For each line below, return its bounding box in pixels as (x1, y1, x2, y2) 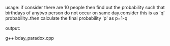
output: (5, 25, 20, 31)
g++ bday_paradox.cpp (5, 35, 54, 41)
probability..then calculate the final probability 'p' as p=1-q (5, 15, 128, 21)
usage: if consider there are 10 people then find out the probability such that (5, 5, 165, 10)
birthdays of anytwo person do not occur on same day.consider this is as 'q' (5, 10, 165, 16)
